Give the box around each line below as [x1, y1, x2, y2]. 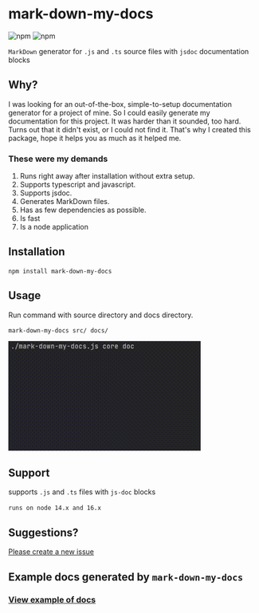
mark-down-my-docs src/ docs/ [8, 326, 109, 335]
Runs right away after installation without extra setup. [19, 171, 195, 181]
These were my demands [8, 153, 108, 164]
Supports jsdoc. [19, 188, 73, 198]
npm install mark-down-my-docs [8, 267, 112, 275]
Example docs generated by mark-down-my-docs [8, 570, 244, 584]
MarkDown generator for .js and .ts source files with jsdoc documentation [8, 46, 249, 56]
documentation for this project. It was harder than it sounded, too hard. [8, 116, 241, 126]
